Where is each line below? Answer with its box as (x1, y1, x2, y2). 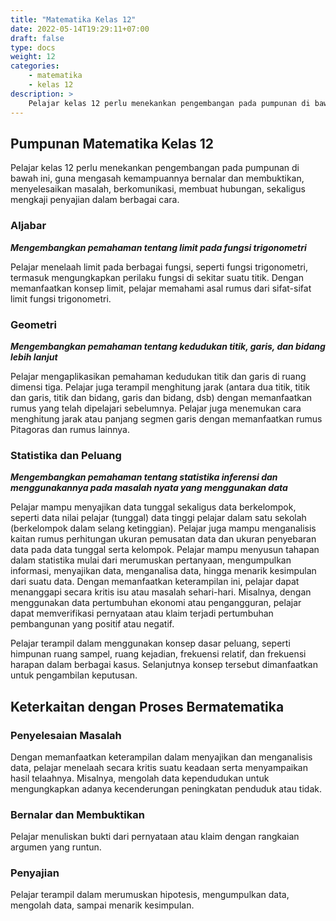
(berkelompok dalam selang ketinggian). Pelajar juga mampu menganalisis (10, 522, 317, 535)
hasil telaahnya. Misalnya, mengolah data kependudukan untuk (10, 772, 270, 784)
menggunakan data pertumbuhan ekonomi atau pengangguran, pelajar (10, 597, 302, 609)
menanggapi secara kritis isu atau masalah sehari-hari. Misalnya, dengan (10, 586, 312, 598)
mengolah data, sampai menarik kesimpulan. (10, 899, 195, 911)
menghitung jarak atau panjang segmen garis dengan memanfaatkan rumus (10, 412, 323, 425)
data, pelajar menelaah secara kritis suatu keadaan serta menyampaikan (10, 761, 308, 773)
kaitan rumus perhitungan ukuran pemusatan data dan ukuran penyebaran (10, 533, 317, 545)
